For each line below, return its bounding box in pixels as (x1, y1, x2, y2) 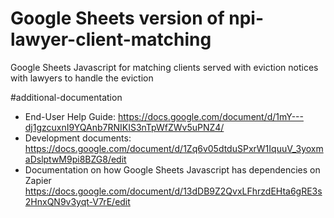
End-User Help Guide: (24, 110, 117, 122)
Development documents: (24, 132, 132, 144)
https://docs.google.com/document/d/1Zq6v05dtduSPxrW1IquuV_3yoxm (24, 142, 324, 154)
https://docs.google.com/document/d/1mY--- (117, 110, 304, 122)
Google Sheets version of (10, 7, 225, 30)
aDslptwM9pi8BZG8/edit (24, 153, 127, 165)
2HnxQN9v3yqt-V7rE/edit (24, 195, 131, 207)
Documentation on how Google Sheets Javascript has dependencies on (24, 163, 321, 176)
